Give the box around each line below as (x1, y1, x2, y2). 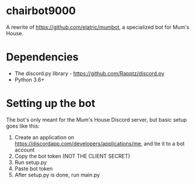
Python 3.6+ (14, 76, 45, 83)
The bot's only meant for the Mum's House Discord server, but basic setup (6, 116, 187, 123)
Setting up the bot (6, 97, 96, 110)
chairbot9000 (6, 4, 76, 18)
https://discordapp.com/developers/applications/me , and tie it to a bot (14, 140, 185, 147)
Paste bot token (14, 165, 53, 172)
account (14, 146, 35, 153)
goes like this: (6, 122, 40, 129)
